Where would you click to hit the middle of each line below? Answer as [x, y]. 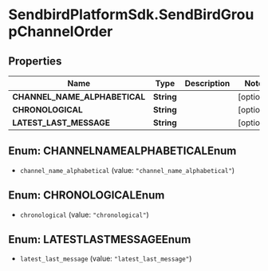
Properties [35, 61]
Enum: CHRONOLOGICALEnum [87, 196]
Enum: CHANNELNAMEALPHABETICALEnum [122, 151]
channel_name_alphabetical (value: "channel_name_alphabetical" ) [127, 170]
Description [207, 83]
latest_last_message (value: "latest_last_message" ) [106, 259]
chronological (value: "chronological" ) [84, 214]
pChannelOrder [61, 31]
